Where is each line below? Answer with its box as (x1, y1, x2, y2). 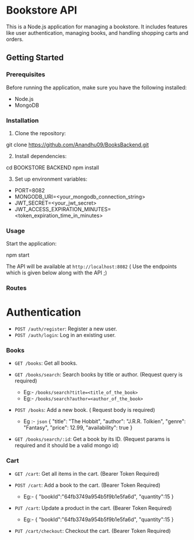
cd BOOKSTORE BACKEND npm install (6, 163, 99, 171)
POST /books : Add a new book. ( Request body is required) (14, 407, 156, 414)
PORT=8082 (14, 186, 45, 194)
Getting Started (6, 53, 64, 63)
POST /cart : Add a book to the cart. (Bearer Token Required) (14, 482, 160, 489)
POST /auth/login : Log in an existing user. (14, 332, 116, 339)
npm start (6, 251, 30, 258)
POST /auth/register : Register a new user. (14, 325, 118, 332)
